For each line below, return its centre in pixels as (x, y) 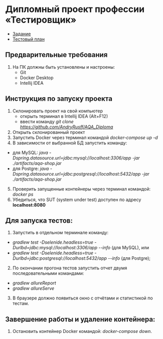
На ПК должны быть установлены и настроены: (64, 67)
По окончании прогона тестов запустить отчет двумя (70, 268)
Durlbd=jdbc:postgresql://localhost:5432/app (59, 258)
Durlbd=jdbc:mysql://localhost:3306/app (55, 248)
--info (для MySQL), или (124, 248)
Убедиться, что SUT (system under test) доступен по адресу (77, 200)
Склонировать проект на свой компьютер (58, 111)
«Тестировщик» (41, 20)
